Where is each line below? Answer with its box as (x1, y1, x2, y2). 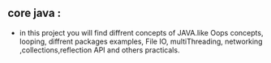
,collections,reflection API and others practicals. (19, 44, 180, 55)
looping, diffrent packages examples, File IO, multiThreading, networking (19, 36, 263, 46)
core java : (7, 6, 62, 20)
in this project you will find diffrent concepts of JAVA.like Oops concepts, (19, 27, 264, 37)
